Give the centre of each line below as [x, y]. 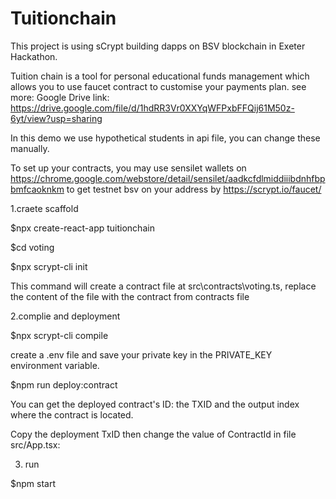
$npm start [33, 483]
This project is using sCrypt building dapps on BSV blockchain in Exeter [158, 46]
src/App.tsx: [35, 444]
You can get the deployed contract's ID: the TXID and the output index [155, 404]
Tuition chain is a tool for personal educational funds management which [160, 76]
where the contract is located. [72, 414]
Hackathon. [34, 56]
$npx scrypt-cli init [49, 266]
